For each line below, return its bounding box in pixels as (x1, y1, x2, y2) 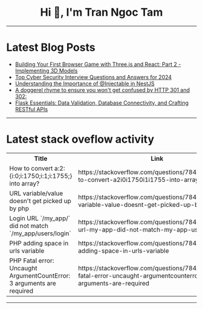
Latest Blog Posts (6, 41, 95, 54)
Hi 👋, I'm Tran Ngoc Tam (40, 5, 163, 19)
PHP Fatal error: (9, 256, 54, 265)
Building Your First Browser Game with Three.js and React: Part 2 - (14, 60, 181, 68)
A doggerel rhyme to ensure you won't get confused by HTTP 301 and (14, 86, 190, 93)
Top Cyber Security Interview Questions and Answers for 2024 (14, 73, 172, 80)
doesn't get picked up (9, 197, 71, 205)
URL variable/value (9, 189, 63, 197)
